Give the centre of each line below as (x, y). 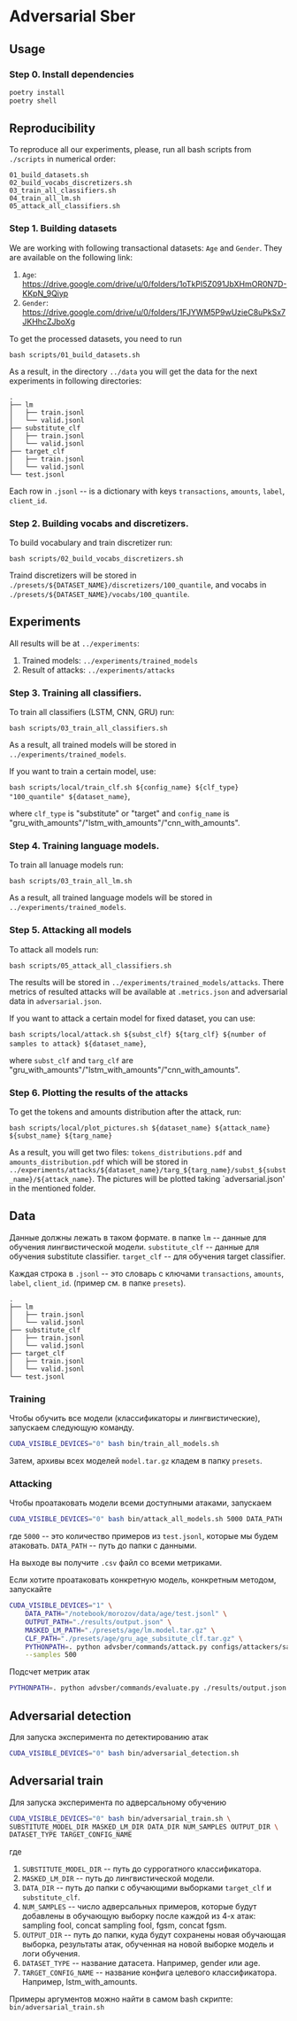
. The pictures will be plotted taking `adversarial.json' (189, 1179)
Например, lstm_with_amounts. (80, 1982)
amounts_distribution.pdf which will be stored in (99, 1162)
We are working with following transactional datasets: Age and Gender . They (146, 248)
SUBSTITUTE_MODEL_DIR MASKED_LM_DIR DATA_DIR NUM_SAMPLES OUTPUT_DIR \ (144, 1827)
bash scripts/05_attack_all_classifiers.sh (91, 966)
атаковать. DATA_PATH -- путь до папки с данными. (103, 1546)
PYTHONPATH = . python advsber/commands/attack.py (116, 1647)
